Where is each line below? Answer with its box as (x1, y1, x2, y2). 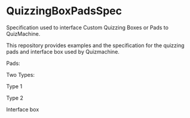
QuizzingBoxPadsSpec (6, 4, 122, 18)
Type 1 (6, 82, 23, 90)
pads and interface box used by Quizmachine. (6, 48, 119, 55)
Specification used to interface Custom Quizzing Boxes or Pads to (6, 24, 169, 31)
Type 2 (6, 94, 24, 101)
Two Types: (6, 71, 35, 78)
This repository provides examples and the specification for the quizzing (6, 42, 185, 49)
